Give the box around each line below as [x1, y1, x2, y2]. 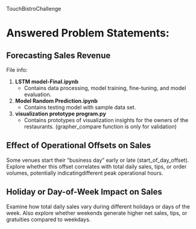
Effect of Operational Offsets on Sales [6, 140, 151, 150]
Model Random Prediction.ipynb [14, 97, 98, 105]
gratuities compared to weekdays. [6, 216, 91, 223]
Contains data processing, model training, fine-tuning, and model [24, 85, 186, 91]
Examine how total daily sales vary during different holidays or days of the [6, 202, 191, 210]
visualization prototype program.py [14, 110, 107, 117]
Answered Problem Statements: [6, 27, 170, 40]
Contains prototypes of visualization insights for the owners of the [24, 117, 189, 123]
